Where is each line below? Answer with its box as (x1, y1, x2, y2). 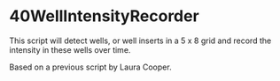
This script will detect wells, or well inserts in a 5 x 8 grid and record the (9, 35, 272, 46)
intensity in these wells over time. (9, 44, 131, 55)
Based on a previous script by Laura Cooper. (9, 62, 172, 72)
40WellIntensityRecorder (9, 6, 199, 26)
